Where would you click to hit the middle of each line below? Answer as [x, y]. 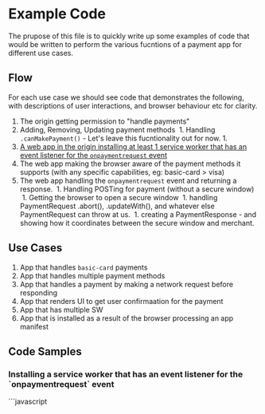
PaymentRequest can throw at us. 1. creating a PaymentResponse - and [138, 214]
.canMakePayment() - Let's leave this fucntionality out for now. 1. [124, 138]
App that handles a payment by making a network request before [126, 284]
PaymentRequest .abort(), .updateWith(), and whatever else [117, 206]
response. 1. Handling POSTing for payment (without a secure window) [137, 189]
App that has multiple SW [61, 310]
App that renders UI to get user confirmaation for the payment [121, 301]
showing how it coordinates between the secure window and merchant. [137, 223]
